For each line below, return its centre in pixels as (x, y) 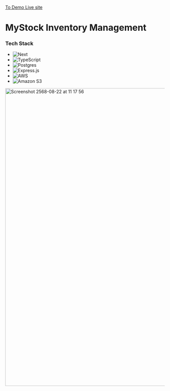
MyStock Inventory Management (76, 28)
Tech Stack (19, 43)
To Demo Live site (24, 7)
